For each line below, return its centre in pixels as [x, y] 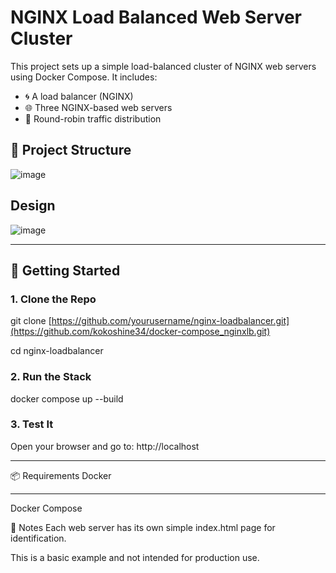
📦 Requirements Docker [61, 475]
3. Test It [32, 424]
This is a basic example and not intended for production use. [135, 557]
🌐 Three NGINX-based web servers [98, 107]
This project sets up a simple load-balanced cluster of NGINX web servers [163, 66]
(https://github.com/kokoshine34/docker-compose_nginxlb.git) [140, 332]
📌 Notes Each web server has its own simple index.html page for [143, 527]
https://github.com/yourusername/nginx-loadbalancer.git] [170, 321]
